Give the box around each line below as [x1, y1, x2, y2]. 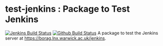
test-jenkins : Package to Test [5, 3, 130, 15]
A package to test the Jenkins [97, 30, 159, 36]
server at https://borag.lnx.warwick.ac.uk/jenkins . [5, 35, 106, 41]
